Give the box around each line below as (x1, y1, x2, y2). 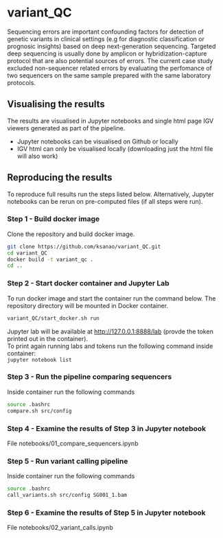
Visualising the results (7, 98, 105, 110)
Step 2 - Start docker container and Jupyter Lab (7, 279, 169, 288)
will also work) (16, 152, 58, 160)
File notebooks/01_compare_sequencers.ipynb (7, 439, 139, 447)
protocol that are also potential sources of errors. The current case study (7, 56, 214, 65)
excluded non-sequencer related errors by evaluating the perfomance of (7, 64, 213, 72)
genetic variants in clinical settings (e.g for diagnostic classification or (7, 34, 204, 43)
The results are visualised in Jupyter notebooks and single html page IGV (7, 117, 214, 125)
